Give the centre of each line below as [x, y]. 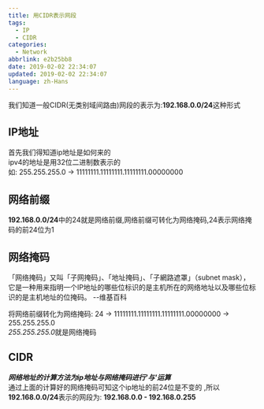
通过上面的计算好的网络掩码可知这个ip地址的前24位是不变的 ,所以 [114, 387]
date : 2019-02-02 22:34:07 [52, 67]
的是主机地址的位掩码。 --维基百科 [71, 297]
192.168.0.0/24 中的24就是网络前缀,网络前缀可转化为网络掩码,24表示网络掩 [130, 220]
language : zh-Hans [38, 81]
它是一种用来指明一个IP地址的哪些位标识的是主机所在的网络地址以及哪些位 [129, 287]
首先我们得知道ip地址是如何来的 [59, 152]
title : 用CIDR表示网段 [43, 15]
